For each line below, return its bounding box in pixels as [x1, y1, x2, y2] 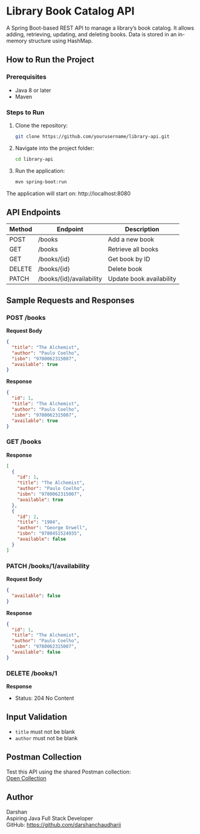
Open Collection [6, 774, 47, 781]
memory [6, 37, 27, 44]
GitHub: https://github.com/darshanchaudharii [6, 821, 121, 828]
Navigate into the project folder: [15, 144, 95, 152]
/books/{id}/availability [38, 275, 103, 283]
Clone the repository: [15, 122, 68, 129]
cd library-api [15, 156, 54, 162]
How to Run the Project [6, 54, 95, 65]
